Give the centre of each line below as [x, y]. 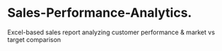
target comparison [34, 39]
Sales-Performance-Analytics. [100, 13]
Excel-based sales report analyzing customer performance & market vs [111, 32]
